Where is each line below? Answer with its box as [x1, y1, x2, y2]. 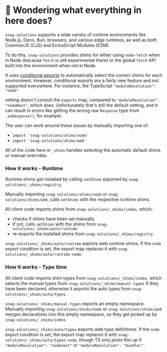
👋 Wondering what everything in [5, 4, 142, 16]
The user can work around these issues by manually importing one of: [5, 122, 149, 128]
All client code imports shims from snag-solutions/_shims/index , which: [5, 206, 153, 212]
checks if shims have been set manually [12, 216, 95, 222]
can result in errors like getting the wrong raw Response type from [5, 107, 140, 113]
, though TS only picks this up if [76, 337, 142, 343]
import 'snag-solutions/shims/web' [12, 138, 87, 143]
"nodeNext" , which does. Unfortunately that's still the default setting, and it [5, 102, 158, 108]
